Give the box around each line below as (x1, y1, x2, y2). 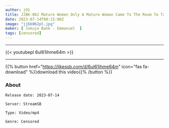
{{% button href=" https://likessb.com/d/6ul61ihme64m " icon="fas (5, 64, 142, 69)
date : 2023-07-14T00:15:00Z (5, 17, 64, 22)
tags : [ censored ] (5, 31, 42, 36)
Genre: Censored (5, 119, 39, 124)
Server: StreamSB (5, 101, 42, 107)
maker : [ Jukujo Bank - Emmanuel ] (5, 26, 82, 31)
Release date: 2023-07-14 (5, 93, 59, 98)
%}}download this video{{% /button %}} (29, 69, 113, 75)
